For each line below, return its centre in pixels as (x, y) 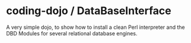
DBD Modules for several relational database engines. (72, 33)
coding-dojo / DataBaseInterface (89, 11)
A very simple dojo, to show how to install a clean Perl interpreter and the (95, 27)
